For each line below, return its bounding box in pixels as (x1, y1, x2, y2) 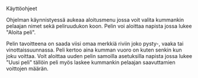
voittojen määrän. (6, 65, 48, 72)
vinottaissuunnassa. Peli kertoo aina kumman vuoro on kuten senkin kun (6, 46, 182, 53)
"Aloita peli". (6, 29, 36, 36)
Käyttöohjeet (6, 5, 37, 12)
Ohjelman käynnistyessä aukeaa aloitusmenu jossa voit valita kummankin (6, 16, 184, 23)
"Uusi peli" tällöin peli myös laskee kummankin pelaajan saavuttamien (6, 59, 176, 66)
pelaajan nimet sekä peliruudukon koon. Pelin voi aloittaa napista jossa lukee (6, 23, 192, 29)
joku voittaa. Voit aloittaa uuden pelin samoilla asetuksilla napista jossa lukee (6, 53, 193, 59)
